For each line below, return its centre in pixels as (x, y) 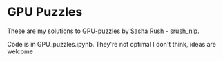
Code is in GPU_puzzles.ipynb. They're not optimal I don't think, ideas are (111, 44)
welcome (20, 51)
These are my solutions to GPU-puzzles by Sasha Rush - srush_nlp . (103, 31)
